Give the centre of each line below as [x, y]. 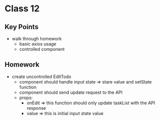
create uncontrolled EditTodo [41, 77]
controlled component [42, 49]
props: [26, 97]
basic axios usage [38, 44]
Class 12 [22, 9]
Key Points [22, 27]
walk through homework [37, 39]
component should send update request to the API [71, 92]
